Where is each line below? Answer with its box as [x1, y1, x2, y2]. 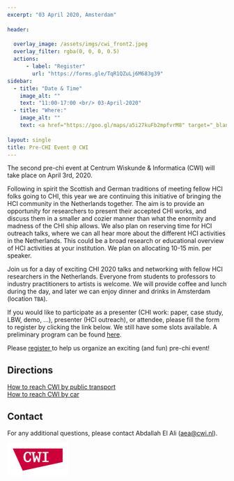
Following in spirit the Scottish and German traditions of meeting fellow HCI [7, 185, 223, 193]
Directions [7, 364, 54, 376]
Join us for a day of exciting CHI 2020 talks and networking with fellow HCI [7, 265, 223, 274]
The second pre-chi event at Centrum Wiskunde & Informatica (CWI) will [7, 164, 215, 172]
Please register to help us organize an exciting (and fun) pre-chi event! [7, 344, 210, 353]
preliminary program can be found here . [7, 330, 122, 339]
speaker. [7, 251, 33, 260]
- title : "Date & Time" [13, 84, 82, 92]
